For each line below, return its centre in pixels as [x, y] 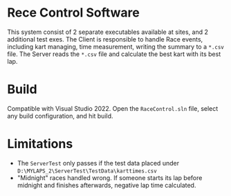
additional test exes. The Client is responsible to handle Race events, [105, 39]
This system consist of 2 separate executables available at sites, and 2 [108, 32]
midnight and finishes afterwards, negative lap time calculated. [107, 185]
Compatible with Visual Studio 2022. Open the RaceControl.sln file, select [113, 108]
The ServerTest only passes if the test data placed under [98, 163]
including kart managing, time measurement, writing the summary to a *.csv [116, 46]
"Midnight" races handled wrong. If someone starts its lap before [110, 177]
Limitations [40, 144]
